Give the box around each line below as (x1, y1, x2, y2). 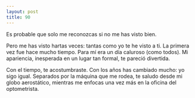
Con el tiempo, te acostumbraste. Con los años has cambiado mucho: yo (6, 66, 185, 73)
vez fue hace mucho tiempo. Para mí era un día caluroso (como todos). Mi (6, 48, 188, 55)
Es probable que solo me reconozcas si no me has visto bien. (6, 30, 157, 37)
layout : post (6, 8, 39, 15)
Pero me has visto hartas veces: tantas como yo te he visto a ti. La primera (6, 42, 190, 49)
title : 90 (6, 14, 31, 20)
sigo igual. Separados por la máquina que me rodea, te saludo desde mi (6, 72, 183, 80)
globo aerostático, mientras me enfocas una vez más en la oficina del (6, 78, 177, 86)
